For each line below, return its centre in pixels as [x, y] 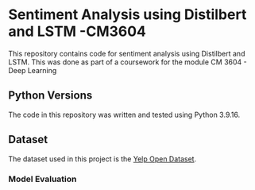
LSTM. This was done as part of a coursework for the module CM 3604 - [128, 62]
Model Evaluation [42, 179]
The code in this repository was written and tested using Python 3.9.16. [124, 114]
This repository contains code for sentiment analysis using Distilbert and [127, 53]
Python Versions [50, 96]
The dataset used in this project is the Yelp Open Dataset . [102, 159]
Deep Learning [33, 70]
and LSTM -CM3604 [77, 31]
